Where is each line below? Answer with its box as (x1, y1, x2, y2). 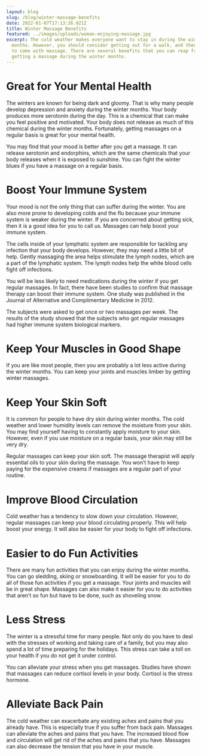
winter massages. (6, 374, 50, 382)
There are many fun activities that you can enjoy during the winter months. (6, 566, 190, 574)
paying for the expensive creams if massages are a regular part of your (6, 465, 181, 472)
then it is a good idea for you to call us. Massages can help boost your (6, 222, 179, 229)
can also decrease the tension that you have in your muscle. (6, 743, 154, 750)
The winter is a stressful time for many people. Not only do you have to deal (6, 633, 193, 640)
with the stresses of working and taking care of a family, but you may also (6, 639, 188, 647)
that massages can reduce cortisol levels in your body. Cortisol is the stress (6, 670, 193, 677)
